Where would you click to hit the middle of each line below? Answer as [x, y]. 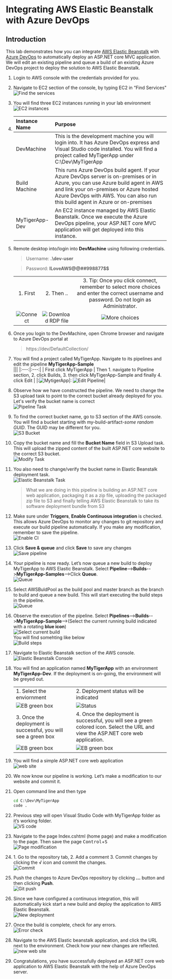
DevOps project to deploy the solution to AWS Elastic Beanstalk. [73, 68]
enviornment [31, 697]
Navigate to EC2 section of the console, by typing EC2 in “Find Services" [90, 88]
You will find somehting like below [49, 637]
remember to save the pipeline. [46, 533]
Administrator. [120, 306]
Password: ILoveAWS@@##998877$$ [67, 268]
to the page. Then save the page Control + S [60, 841]
